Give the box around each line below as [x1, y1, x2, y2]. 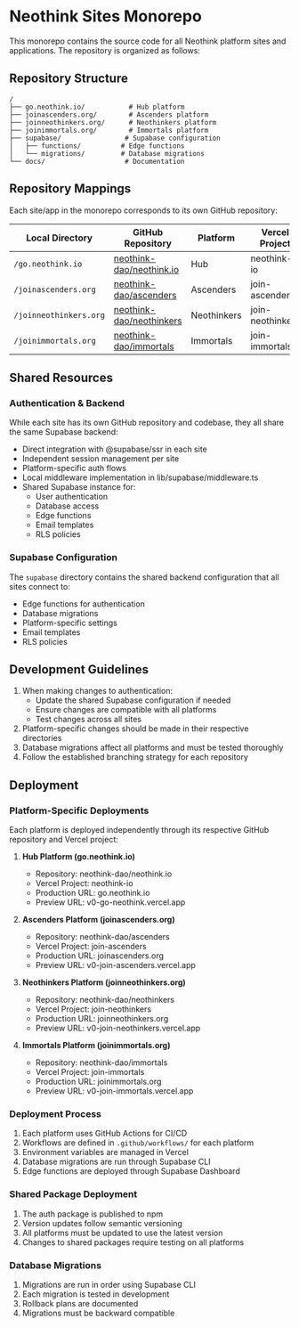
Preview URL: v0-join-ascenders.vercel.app [35, 960, 196, 971]
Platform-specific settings [21, 617, 117, 628]
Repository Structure [9, 71, 129, 86]
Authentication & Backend [9, 396, 125, 409]
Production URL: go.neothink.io [35, 888, 150, 899]
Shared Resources [9, 370, 114, 385]
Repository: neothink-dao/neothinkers [35, 995, 175, 1005]
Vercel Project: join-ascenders [35, 941, 147, 952]
